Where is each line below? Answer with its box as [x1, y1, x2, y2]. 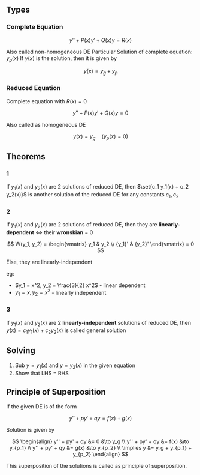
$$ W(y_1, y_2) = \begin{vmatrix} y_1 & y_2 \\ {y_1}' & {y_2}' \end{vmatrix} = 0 [7, 240, 195, 247]
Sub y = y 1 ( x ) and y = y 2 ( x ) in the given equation [14, 362, 136, 370]
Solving [6, 345, 36, 356]
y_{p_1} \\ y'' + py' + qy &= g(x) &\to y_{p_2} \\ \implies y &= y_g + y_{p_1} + [9, 444, 192, 451]
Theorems [6, 151, 46, 162]
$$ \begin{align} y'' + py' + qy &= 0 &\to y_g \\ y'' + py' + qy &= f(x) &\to [11, 438, 190, 445]
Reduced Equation [6, 84, 61, 92]
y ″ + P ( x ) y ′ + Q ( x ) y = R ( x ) [69, 36, 132, 44]
